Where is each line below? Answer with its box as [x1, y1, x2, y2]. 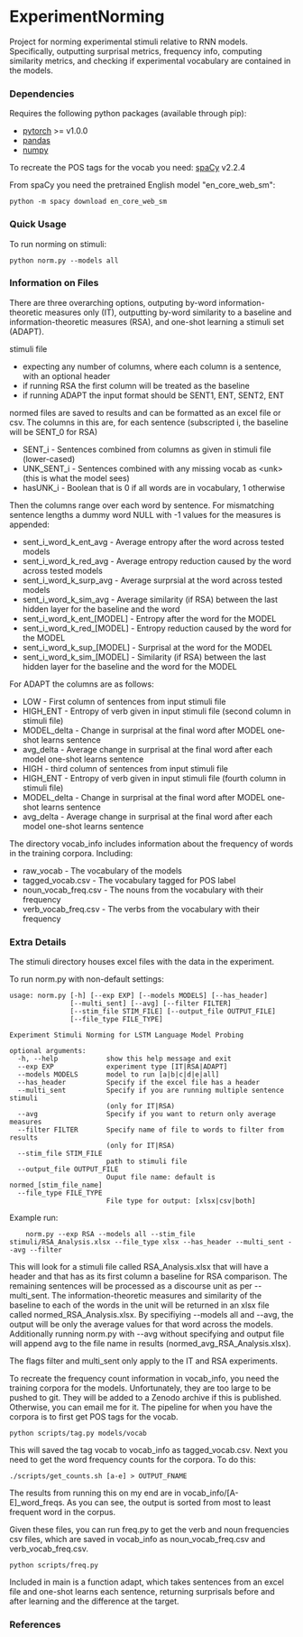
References [9, 1618, 61, 1631]
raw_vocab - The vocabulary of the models [22, 865, 182, 876]
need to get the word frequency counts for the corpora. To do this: [9, 1455, 257, 1466]
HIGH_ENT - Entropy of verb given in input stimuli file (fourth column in [22, 772, 287, 783]
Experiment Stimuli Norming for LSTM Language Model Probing [9, 1031, 244, 1040]
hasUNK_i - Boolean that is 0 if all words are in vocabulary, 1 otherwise [22, 482, 286, 493]
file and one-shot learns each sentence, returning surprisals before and [9, 1586, 275, 1597]
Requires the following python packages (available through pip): [9, 108, 247, 119]
